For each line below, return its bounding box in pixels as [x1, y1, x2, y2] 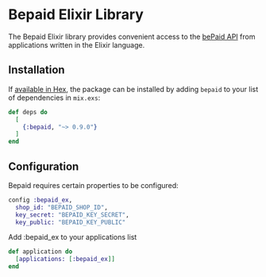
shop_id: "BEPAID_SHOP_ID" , [15, 203, 109, 211]
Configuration [8, 160, 79, 173]
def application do [8, 248, 73, 256]
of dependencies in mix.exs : [8, 93, 101, 102]
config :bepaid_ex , [8, 196, 73, 204]
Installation [8, 63, 65, 77]
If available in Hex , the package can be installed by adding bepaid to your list [8, 84, 259, 94]
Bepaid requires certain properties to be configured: [8, 180, 179, 190]
